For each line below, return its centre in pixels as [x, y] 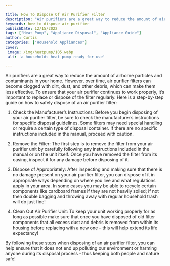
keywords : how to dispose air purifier [47, 24]
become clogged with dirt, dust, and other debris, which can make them [80, 86]
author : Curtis [21, 38]
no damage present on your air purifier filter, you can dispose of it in [84, 174]
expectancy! [26, 233]
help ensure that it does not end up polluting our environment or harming [81, 248]
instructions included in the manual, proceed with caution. [73, 134]
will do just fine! [29, 202]
